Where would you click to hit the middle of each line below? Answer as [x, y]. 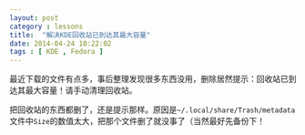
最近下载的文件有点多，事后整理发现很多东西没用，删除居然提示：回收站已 [149, 79]
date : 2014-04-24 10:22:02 [61, 43]
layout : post [34, 18]
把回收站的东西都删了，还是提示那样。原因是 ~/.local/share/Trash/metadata [152, 109]
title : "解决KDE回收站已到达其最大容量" [80, 35]
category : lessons [46, 26]
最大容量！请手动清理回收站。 [81, 90]
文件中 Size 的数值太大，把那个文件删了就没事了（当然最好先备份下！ [137, 121]
